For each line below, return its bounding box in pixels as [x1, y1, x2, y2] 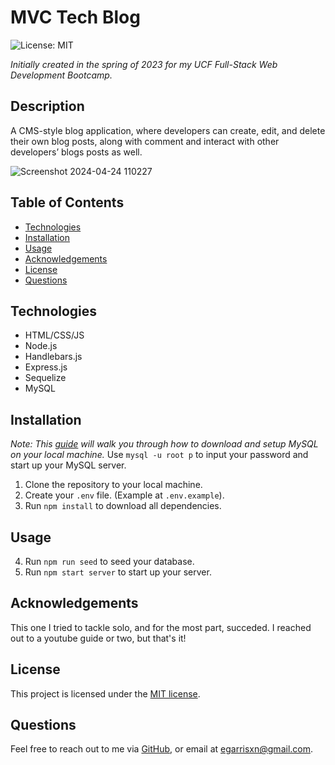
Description [10, 98, 85, 115]
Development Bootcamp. [10, 69, 113, 81]
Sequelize [24, 372, 67, 384]
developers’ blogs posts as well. [10, 146, 143, 158]
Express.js [24, 361, 68, 373]
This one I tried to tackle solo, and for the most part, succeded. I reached [10, 621, 312, 633]
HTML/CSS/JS [24, 329, 85, 341]
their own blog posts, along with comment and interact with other [10, 135, 280, 147]
